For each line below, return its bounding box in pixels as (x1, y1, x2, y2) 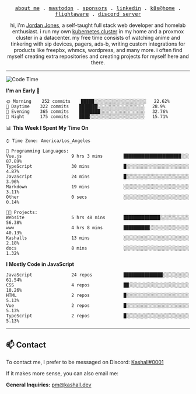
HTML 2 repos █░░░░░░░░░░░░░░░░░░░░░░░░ (6, 292, 190, 298)
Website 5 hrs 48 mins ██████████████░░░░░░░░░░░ (6, 215, 190, 220)
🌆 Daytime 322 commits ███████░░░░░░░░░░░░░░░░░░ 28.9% (6, 103, 166, 109)
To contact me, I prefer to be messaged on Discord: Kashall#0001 (6, 358, 164, 365)
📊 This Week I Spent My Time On (6, 125, 89, 131)
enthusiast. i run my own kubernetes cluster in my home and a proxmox (12, 28, 184, 34)
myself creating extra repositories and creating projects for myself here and (6, 53, 189, 60)
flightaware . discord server (54, 11, 142, 17)
